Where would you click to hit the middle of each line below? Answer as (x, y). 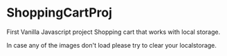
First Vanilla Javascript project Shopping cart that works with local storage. (113, 32)
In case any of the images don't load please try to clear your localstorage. (112, 45)
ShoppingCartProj (59, 13)
